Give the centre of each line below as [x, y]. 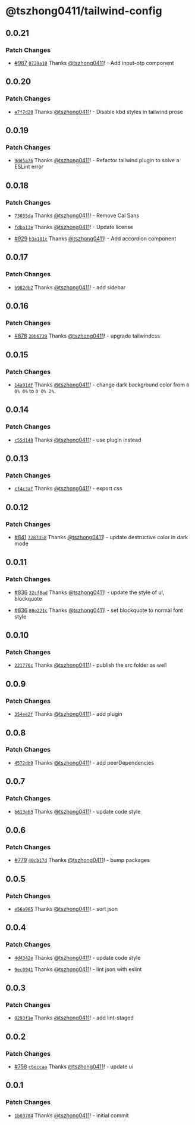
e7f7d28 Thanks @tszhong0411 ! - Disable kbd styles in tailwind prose [98, 112]
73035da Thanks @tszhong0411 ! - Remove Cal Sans [77, 215]
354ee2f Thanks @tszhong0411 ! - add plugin [68, 714]
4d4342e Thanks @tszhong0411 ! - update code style [77, 957]
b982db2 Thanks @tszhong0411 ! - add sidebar [70, 287]
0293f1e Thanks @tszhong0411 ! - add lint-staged [74, 1018]
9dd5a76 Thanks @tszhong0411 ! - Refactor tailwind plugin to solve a [97, 160]
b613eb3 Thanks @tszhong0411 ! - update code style [77, 811]
